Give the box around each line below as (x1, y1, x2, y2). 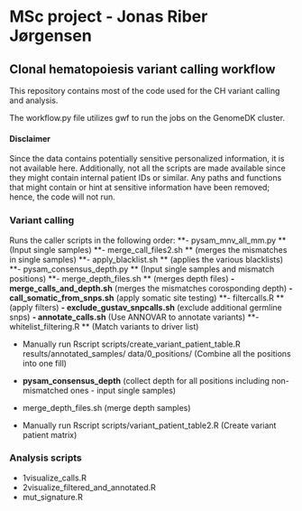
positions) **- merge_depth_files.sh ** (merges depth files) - (9, 273, 235, 283)
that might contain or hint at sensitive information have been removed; (9, 182, 270, 193)
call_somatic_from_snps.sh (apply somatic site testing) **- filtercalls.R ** (9, 292, 285, 303)
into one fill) (22, 358, 68, 368)
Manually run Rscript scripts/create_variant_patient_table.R (22, 339, 241, 349)
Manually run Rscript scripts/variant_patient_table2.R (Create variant (22, 420, 277, 431)
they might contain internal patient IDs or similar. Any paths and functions (9, 172, 282, 183)
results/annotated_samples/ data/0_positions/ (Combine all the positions (22, 348, 291, 358)
